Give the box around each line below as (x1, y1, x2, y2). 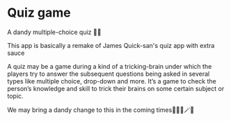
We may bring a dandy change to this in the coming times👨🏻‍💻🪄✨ (7, 106, 195, 114)
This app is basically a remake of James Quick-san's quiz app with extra (7, 41, 215, 49)
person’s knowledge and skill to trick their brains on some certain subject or (7, 84, 225, 92)
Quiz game (7, 5, 71, 21)
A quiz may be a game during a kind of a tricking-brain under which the (7, 62, 212, 70)
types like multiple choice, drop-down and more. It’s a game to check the (7, 76, 217, 85)
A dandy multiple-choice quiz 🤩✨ (7, 28, 102, 36)
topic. (7, 92, 24, 100)
